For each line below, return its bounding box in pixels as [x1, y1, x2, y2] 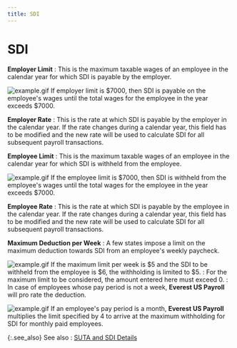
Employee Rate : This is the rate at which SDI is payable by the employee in [7, 202, 230, 210]
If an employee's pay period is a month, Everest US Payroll [50, 304, 224, 312]
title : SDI [7, 10, 40, 18]
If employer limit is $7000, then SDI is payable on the [50, 86, 206, 95]
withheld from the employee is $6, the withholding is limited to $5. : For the [7, 267, 227, 276]
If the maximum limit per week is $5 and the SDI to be [50, 260, 208, 268]
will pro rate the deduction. [7, 290, 87, 299]
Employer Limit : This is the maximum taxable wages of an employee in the [7, 65, 228, 73]
